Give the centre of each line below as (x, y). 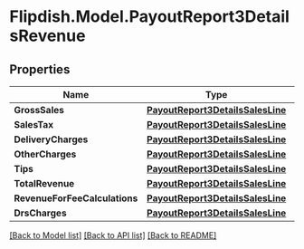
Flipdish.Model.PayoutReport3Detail (149, 17)
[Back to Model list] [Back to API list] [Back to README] (113, 235)
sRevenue (47, 36)
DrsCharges (40, 213)
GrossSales (39, 110)
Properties (40, 69)
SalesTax (34, 124)
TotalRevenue (44, 183)
